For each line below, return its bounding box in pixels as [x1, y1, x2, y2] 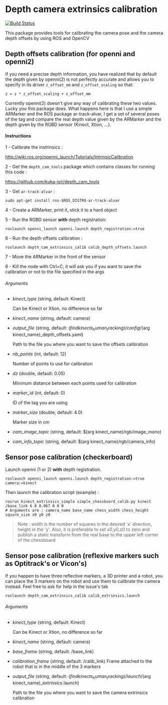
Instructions [5, 133, 32, 139]
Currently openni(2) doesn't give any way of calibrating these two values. [5, 100, 157, 106]
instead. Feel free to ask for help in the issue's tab [5, 583, 108, 590]
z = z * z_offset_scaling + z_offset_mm [5, 91, 91, 96]
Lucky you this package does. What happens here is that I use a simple [5, 105, 152, 111]
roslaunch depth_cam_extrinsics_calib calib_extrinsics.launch [5, 593, 140, 598]
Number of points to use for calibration [12, 361, 93, 367]
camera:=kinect [5, 481, 37, 486]
